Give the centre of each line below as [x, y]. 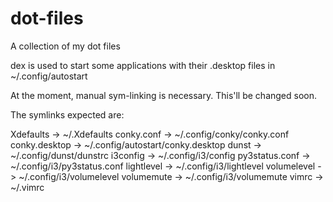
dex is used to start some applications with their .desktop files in [143, 65]
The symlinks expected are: [67, 114]
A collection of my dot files [65, 46]
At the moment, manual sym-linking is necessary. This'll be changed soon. [164, 95]
